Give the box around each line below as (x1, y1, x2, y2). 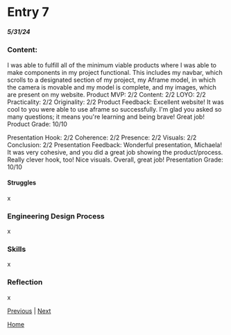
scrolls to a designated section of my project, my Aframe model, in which (7, 76, 216, 84)
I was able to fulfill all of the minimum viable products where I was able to (7, 60, 217, 69)
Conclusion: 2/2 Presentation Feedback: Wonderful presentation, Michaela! (7, 140, 223, 149)
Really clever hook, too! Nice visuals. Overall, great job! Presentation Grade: (7, 155, 223, 164)
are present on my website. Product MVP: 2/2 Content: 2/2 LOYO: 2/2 (7, 90, 206, 98)
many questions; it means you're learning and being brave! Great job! (7, 112, 205, 121)
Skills (7, 244, 26, 254)
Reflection (7, 277, 43, 287)
